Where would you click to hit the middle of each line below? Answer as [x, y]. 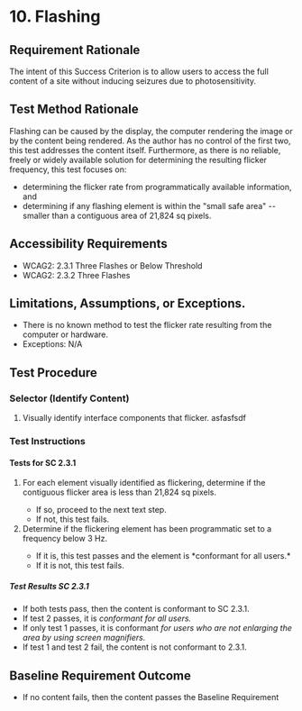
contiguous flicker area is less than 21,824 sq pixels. [119, 492]
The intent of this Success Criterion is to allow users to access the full [139, 71]
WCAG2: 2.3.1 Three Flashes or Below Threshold [112, 265]
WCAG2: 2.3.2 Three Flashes [76, 275]
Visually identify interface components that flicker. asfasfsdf [134, 418]
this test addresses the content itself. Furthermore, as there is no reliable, [145, 150]
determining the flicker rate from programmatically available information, [157, 187]
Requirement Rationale [75, 50]
